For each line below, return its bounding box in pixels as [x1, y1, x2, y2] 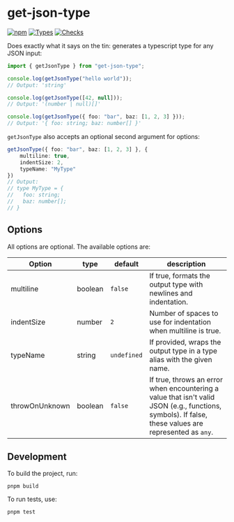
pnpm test [7, 509, 36, 516]
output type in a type [149, 346, 218, 356]
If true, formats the [149, 270, 210, 280]
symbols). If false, [149, 409, 208, 419]
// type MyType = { [7, 185, 64, 192]
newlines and [149, 288, 193, 298]
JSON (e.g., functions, [149, 400, 221, 410]
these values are [149, 418, 203, 428]
